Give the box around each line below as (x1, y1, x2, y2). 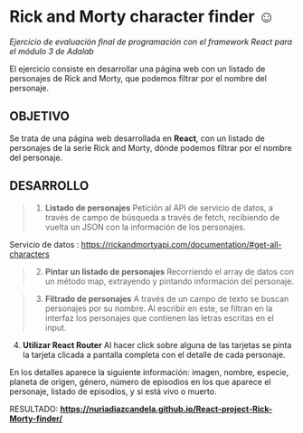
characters (9, 249, 50, 259)
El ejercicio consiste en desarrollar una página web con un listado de (9, 63, 266, 74)
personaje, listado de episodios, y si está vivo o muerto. (9, 386, 217, 397)
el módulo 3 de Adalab (9, 45, 95, 56)
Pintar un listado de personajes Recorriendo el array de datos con (44, 266, 294, 277)
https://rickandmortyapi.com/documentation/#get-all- (80, 239, 282, 249)
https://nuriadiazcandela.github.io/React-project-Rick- (60, 403, 273, 414)
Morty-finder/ (9, 413, 63, 424)
